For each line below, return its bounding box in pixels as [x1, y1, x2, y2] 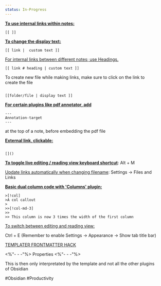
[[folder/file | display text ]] [5, 93, 73, 98]
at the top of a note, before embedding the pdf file [5, 128, 106, 134]
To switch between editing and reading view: [5, 223, 95, 229]
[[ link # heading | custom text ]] [5, 66, 79, 71]
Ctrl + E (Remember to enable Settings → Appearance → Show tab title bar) [5, 232, 157, 238]
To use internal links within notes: [5, 20, 75, 26]
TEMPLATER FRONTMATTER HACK [5, 242, 76, 248]
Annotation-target [5, 115, 42, 120]
